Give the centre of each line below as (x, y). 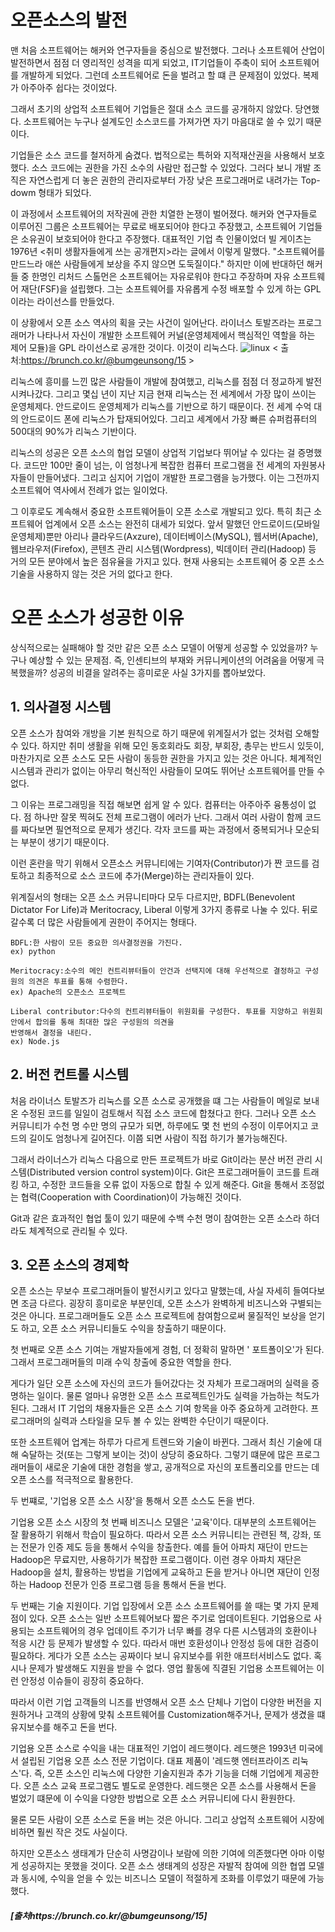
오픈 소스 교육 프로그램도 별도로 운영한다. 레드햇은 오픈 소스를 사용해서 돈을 (170, 1786)
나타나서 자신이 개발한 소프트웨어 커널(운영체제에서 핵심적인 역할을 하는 (176, 335)
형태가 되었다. (65, 192)
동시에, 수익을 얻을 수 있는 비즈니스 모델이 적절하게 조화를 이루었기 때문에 (163, 1878)
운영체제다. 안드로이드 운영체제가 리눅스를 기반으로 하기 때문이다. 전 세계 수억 (161, 406)
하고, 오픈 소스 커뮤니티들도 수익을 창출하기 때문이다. (123, 1328)
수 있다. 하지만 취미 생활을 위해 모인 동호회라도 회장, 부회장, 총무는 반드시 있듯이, (167, 745)
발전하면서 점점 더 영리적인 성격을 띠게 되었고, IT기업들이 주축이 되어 (143, 62)
